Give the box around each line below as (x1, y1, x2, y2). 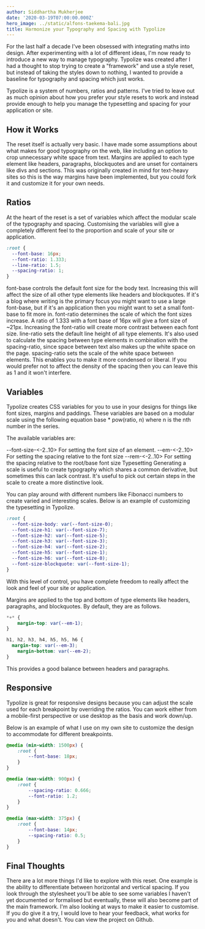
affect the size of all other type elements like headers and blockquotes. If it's (6, 291, 199, 299)
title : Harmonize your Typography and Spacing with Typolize (6, 26, 166, 32)
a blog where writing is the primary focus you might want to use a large (6, 297, 186, 305)
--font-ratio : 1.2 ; (28, 793, 78, 799)
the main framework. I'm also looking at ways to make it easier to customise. (6, 903, 199, 911)
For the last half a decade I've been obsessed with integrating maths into (6, 43, 190, 50)
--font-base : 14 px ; (28, 827, 78, 833)
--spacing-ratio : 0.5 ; (28, 832, 86, 838)
